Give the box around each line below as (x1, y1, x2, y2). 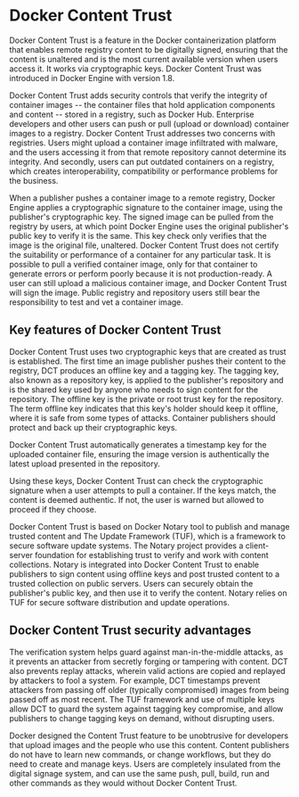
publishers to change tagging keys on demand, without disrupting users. (9, 712, 275, 723)
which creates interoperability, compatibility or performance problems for (9, 166, 279, 177)
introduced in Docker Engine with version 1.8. (9, 72, 175, 83)
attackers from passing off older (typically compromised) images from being (9, 684, 289, 695)
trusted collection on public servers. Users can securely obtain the (9, 578, 254, 588)
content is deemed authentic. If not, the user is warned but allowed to (9, 494, 264, 505)
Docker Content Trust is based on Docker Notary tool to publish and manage (9, 521, 290, 531)
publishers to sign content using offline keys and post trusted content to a (9, 568, 280, 579)
